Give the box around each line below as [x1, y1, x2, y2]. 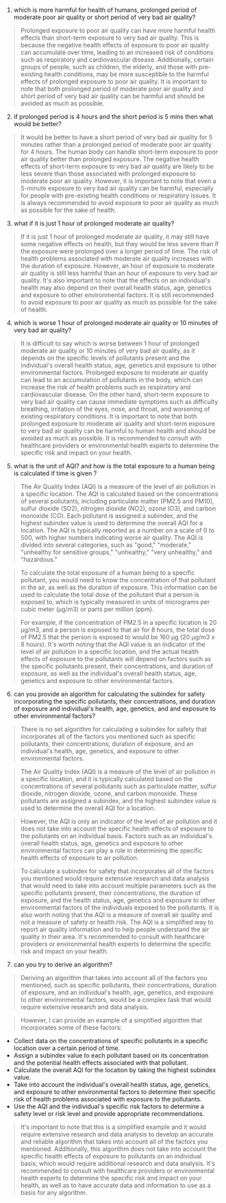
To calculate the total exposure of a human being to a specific [20, 569, 195, 577]
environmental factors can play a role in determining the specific [20, 846, 203, 855]
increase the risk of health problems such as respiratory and [20, 383, 191, 391]
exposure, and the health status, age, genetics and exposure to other [20, 896, 216, 904]
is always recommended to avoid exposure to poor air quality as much [20, 199, 219, 206]
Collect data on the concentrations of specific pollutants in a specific [13, 1037, 208, 1045]
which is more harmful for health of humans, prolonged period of [13, 6, 197, 14]
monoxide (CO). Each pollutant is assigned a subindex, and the [20, 512, 199, 520]
